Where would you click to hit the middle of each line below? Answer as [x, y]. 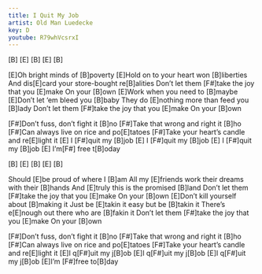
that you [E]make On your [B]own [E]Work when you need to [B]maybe [123, 92]
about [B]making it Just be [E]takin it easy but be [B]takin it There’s [117, 205]
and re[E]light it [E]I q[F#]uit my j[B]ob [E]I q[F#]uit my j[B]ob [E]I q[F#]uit [127, 254]
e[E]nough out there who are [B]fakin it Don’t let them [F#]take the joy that [129, 213]
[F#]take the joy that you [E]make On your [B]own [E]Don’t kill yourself [122, 196]
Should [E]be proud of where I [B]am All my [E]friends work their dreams [126, 180]
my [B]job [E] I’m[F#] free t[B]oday [64, 149]
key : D [19, 30]
